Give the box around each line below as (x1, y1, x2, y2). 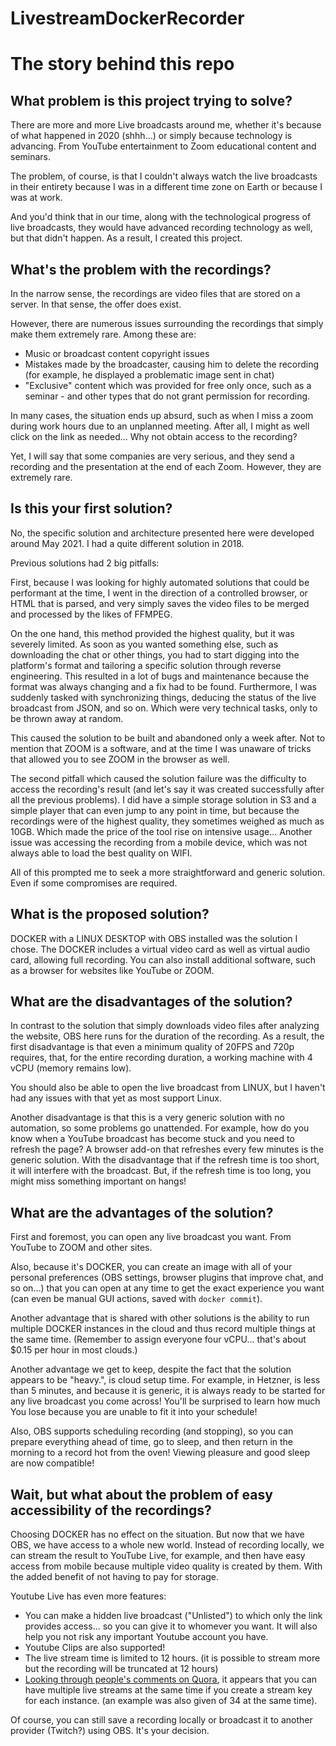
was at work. (10, 192, 63, 204)
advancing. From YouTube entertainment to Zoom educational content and (10, 140, 317, 152)
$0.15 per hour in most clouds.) (10, 1344, 138, 1356)
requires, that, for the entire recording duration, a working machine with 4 (10, 1052, 313, 1064)
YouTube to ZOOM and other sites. (10, 1242, 153, 1254)
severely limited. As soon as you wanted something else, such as (10, 638, 279, 650)
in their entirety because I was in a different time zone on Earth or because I (10, 181, 323, 193)
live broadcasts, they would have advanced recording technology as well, (10, 222, 313, 234)
